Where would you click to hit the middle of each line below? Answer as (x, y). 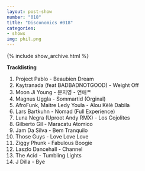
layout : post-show (29, 12)
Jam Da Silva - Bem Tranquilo (51, 130)
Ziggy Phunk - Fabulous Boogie (54, 143)
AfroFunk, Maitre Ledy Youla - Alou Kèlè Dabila (72, 105)
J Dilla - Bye (30, 162)
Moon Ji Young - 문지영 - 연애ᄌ (53, 92)
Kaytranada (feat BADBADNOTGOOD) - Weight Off (77, 85)
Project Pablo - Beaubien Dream (54, 79)
